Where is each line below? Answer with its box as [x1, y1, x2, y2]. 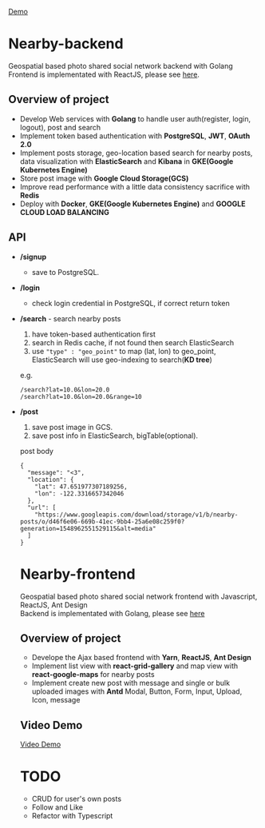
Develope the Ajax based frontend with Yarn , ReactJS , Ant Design [31, 653, 251, 663]
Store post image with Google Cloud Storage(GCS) [19, 173, 189, 183]
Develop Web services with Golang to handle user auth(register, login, [19, 113, 251, 123]
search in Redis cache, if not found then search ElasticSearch [31, 337, 235, 347]
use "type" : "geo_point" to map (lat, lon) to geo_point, [31, 346, 216, 356]
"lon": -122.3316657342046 [34, 489, 125, 498]
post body [19, 446, 54, 456]
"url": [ [27, 504, 57, 512]
